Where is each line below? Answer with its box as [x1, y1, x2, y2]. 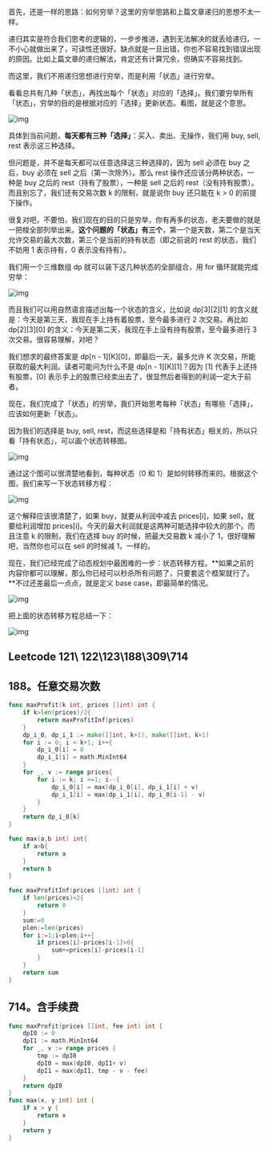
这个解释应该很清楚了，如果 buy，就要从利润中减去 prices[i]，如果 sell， [8, 512, 248, 520]
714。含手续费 [8, 1001, 79, 1014]
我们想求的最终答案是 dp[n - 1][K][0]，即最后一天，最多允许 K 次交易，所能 [8, 352, 256, 361]
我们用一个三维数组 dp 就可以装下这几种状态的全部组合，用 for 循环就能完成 [8, 262, 259, 271]
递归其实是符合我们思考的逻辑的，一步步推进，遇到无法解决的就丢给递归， [8, 34, 254, 43]
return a [37, 849, 66, 858]
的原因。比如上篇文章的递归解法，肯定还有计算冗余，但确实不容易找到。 [8, 55, 247, 63]
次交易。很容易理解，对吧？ [8, 335, 100, 344]
